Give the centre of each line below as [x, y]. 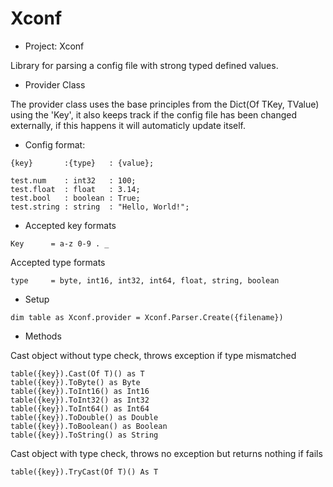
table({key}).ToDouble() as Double [84, 417]
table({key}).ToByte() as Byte [75, 382]
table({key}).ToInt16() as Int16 [80, 391]
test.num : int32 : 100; [73, 180]
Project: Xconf [54, 46]
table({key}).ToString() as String [84, 435]
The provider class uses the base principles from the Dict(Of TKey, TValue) [165, 104]
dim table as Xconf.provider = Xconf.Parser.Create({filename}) [147, 317]
